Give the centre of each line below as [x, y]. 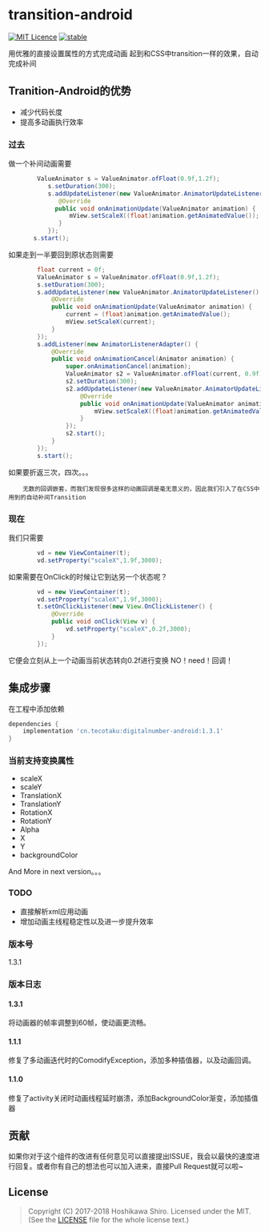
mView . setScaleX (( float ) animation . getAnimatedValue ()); [165, 216]
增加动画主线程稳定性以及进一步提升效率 [86, 921]
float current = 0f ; [71, 270]
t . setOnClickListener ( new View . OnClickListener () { [125, 607]
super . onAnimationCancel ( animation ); [128, 367]
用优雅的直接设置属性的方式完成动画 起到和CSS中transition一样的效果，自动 [133, 53]
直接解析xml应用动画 [54, 911]
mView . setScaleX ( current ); [110, 322]
